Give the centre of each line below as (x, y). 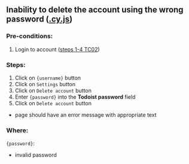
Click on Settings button (45, 84)
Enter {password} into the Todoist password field (75, 97)
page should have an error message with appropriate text (86, 115)
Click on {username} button (48, 78)
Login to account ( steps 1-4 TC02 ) (57, 49)
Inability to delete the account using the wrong (95, 10)
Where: (17, 130)
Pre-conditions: (30, 37)
